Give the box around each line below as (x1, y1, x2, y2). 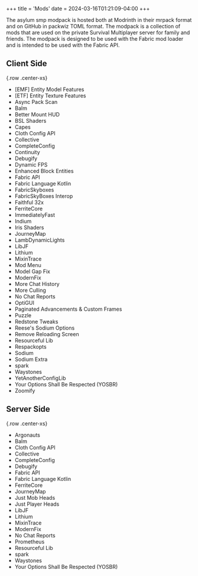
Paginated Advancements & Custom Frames (14, 305, 122, 313)
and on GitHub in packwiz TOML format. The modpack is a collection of (6, 23, 181, 30)
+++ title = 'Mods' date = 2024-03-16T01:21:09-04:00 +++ (6, 5, 150, 12)
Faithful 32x (14, 198, 44, 206)
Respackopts (14, 343, 47, 350)
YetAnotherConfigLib (14, 375, 66, 382)
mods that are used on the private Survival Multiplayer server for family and (6, 29, 190, 36)
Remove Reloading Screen (14, 330, 79, 337)
